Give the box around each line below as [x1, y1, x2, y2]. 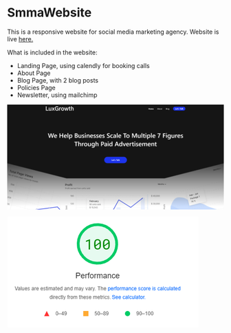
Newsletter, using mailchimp [16, 91, 98, 99]
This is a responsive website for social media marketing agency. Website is [7, 28, 219, 36]
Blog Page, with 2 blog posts [16, 76, 98, 84]
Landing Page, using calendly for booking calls [16, 61, 150, 69]
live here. [7, 34, 34, 43]
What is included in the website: [7, 48, 98, 56]
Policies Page [16, 83, 56, 92]
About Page [16, 69, 51, 77]
